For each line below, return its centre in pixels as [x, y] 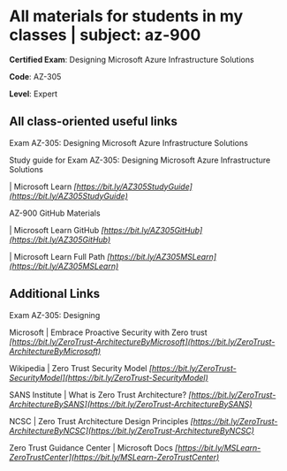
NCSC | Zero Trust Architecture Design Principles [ [102, 421]
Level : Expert [34, 94]
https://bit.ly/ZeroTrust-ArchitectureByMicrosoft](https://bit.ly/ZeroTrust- [143, 341]
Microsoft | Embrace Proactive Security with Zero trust [108, 332]
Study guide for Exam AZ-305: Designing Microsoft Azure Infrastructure [140, 160]
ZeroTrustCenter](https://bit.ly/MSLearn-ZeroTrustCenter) [114, 457]
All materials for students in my [126, 16]
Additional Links [55, 294]
